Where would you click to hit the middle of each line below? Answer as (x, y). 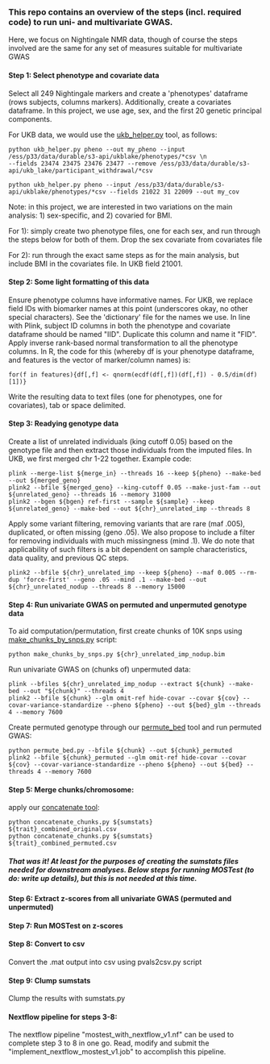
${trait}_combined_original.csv (62, 829)
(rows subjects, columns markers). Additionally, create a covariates (120, 102)
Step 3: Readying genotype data (64, 424)
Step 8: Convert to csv (47, 944)
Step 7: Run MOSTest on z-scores (66, 925)
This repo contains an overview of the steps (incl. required (125, 12)
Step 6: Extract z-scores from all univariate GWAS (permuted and (120, 899)
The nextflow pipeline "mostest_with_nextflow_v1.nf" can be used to (121, 1035)
